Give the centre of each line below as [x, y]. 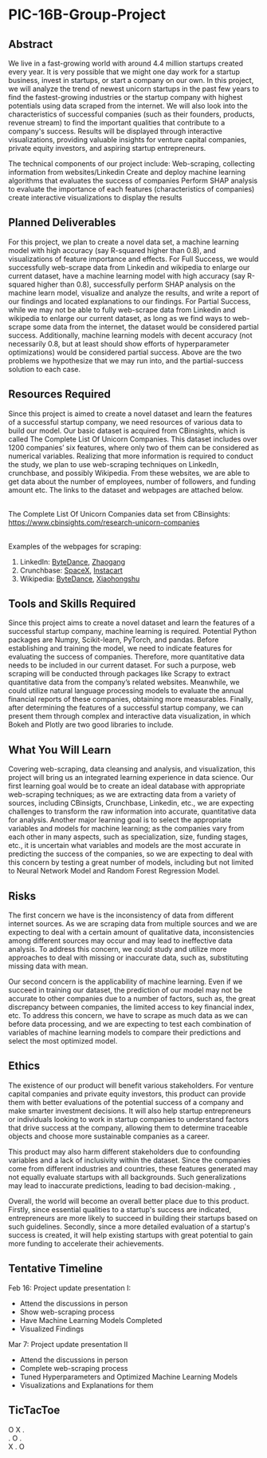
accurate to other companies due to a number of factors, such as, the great [132, 999]
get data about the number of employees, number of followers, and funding [132, 481]
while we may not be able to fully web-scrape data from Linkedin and [122, 310]
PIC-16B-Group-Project [87, 15]
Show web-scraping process [67, 1312]
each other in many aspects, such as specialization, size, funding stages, [128, 837]
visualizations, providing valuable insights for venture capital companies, [128, 140]
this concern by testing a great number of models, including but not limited [131, 862]
